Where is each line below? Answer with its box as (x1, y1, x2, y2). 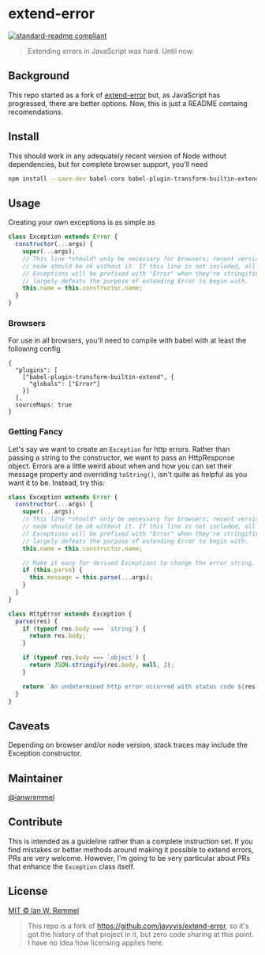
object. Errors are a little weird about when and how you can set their (8, 460, 233, 471)
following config (8, 344, 61, 354)
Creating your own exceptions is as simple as (8, 218, 155, 227)
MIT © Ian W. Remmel (8, 905, 80, 915)
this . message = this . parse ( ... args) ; (28, 574, 154, 582)
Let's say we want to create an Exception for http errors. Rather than (8, 444, 230, 453)
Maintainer (8, 771, 63, 785)
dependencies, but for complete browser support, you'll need (8, 159, 208, 169)
